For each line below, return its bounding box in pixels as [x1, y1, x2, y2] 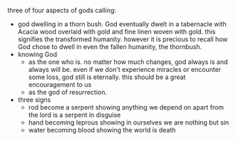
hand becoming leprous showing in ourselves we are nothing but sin [28, 118, 230, 127]
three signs [17, 95, 51, 104]
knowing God [17, 50, 57, 58]
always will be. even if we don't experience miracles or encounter [28, 66, 222, 73]
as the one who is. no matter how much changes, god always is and [28, 58, 228, 66]
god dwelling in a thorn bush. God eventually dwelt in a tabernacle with [17, 20, 227, 28]
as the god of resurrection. [28, 88, 107, 96]
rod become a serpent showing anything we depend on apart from [28, 103, 225, 111]
